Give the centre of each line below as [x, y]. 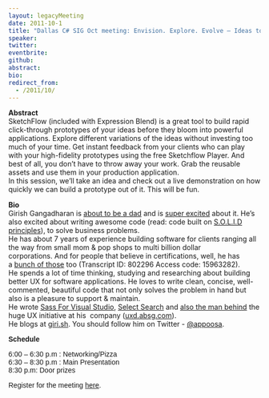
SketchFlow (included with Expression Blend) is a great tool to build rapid [129, 122]
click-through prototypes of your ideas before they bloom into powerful [126, 130]
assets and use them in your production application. [94, 172]
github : [21, 61]
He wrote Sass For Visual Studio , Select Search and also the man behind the [134, 307]
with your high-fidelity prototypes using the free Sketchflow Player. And [126, 155]
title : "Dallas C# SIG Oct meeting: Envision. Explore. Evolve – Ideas [130, 30]
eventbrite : [28, 53]
